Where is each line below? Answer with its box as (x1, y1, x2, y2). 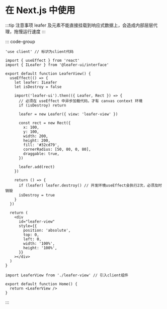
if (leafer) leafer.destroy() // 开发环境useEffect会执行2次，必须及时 (18, 183, 162, 188)
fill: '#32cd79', (23, 142, 59, 147)
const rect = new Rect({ (18, 120, 71, 126)
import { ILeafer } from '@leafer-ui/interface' (5, 62, 109, 67)
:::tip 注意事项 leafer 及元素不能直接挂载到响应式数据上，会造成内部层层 (5, 22, 153, 28)
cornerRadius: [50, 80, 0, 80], (23, 147, 92, 152)
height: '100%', (23, 245, 57, 250)
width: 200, (23, 134, 49, 139)
